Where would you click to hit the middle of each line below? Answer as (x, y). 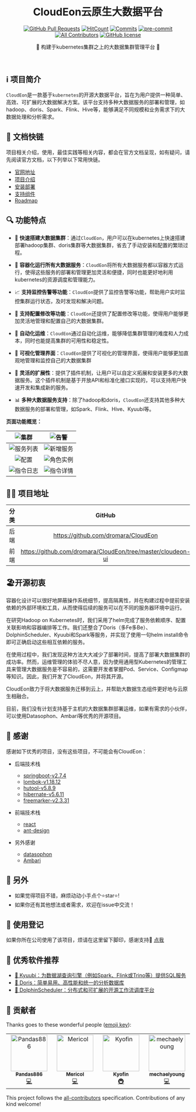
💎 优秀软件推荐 (33, 960)
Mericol (75, 1074)
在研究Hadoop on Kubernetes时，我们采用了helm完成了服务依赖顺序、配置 (96, 620)
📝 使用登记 (25, 925)
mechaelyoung (167, 1074)
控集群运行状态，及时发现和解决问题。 (60, 301)
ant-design (36, 830)
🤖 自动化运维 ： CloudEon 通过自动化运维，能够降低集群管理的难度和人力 (99, 334)
